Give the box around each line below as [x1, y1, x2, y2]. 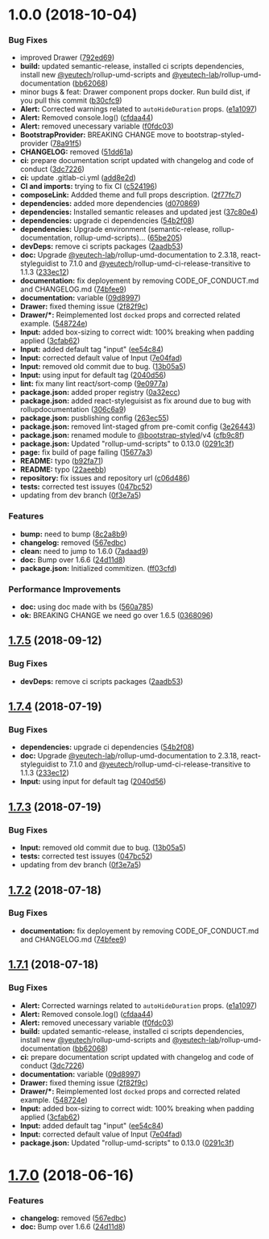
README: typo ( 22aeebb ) [19, 464, 107, 474]
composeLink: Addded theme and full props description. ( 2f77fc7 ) [19, 190, 242, 199]
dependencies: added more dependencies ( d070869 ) [19, 199, 201, 208]
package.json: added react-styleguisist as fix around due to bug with [19, 396, 251, 405]
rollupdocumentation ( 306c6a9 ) [19, 405, 126, 414]
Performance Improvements [8, 583, 122, 594]
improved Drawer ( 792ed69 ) [19, 52, 115, 62]
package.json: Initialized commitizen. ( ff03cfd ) [19, 563, 177, 573]
